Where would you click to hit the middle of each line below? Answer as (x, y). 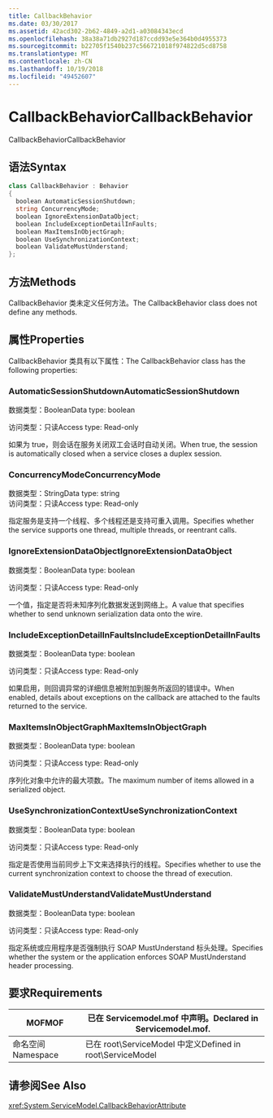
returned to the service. (48, 706)
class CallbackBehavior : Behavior (69, 186)
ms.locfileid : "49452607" (52, 77)
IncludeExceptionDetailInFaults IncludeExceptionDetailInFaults (134, 634)
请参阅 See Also (48, 1086)
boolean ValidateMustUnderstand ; (72, 247)
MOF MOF (45, 1023)
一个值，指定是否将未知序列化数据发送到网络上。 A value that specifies (126, 604)
